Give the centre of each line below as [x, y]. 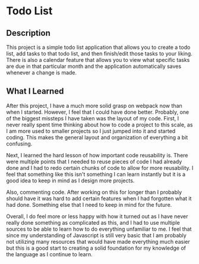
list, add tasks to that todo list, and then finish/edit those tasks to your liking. [99, 54]
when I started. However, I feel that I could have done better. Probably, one [98, 112]
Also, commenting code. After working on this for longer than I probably [94, 192]
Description [28, 33]
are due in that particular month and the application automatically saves [94, 66]
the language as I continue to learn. [50, 254]
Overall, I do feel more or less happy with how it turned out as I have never [97, 216]
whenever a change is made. [42, 72]
